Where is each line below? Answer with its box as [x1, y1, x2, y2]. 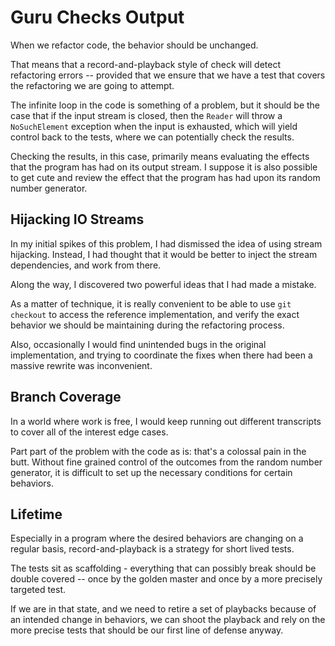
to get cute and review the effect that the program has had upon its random [10, 171, 321, 183]
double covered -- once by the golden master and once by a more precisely [10, 573, 323, 585]
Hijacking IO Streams [10, 211, 145, 228]
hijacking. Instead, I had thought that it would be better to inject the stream [10, 248, 318, 260]
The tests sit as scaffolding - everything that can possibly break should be [10, 562, 317, 575]
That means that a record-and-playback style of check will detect [10, 58, 282, 70]
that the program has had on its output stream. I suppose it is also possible [10, 161, 318, 173]
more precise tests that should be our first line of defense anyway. [10, 624, 284, 636]
